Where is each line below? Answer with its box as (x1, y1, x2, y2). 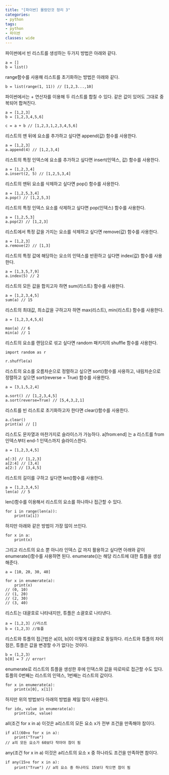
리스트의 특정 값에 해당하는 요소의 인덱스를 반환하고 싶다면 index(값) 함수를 (5, 252, 153, 259)
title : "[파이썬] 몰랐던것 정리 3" (5, 7, 71, 13)
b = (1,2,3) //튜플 (5, 626, 44, 631)
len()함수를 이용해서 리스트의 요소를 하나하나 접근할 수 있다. (5, 498, 123, 505)
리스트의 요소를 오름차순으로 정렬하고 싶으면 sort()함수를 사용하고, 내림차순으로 (5, 368, 161, 374)
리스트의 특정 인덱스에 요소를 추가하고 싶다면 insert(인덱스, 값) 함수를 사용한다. (5, 157, 160, 163)
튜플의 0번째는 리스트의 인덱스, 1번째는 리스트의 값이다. (5, 672, 114, 678)
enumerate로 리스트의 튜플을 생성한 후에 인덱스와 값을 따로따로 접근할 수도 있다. (5, 666, 163, 672)
